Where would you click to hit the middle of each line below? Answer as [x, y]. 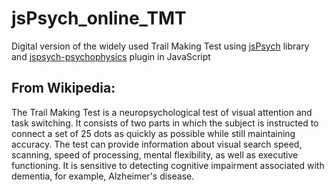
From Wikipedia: [63, 88]
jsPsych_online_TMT [99, 18]
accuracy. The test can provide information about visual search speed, [157, 144]
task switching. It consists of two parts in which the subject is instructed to [165, 123]
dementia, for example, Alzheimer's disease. [103, 176]
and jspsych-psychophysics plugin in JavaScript [111, 56]
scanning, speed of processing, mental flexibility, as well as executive [155, 154]
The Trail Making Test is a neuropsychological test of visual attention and [162, 112]
